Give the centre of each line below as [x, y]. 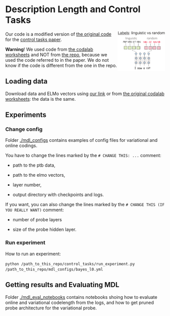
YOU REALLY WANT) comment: [35, 210]
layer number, [27, 185]
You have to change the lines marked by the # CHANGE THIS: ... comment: [83, 155]
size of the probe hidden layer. [44, 229]
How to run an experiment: [33, 254]
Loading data [26, 81]
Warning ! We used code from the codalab [49, 49]
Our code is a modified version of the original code [58, 34]
